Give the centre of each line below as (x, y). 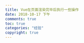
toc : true (15, 23)
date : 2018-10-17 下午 (28, 14)
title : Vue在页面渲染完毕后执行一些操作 (42, 10)
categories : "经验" (24, 28)
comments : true (21, 19)
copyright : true (22, 33)
